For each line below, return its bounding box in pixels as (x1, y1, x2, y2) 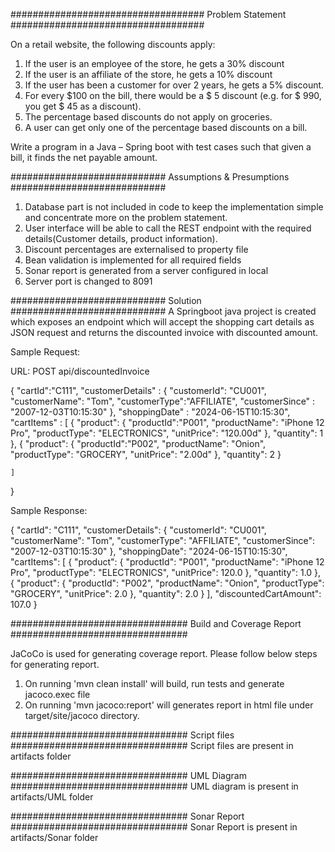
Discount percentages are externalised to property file (24, 244, 249, 255)
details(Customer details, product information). (24, 233, 218, 244)
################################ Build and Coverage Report (10, 618, 302, 629)
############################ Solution (10, 295, 202, 306)
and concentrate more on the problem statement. (24, 212, 228, 223)
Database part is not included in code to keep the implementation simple (24, 201, 324, 213)
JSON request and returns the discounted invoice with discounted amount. (10, 327, 319, 338)
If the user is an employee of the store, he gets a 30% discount (24, 58, 285, 69)
